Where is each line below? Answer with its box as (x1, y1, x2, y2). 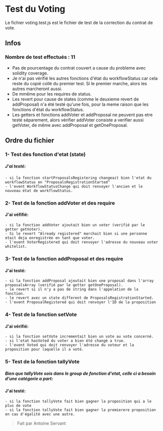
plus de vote (5, 403, 32, 408)
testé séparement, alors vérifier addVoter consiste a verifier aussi (12, 117, 144, 123)
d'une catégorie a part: (5, 376, 54, 382)
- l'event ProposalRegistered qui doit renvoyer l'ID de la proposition (5, 300, 156, 305)
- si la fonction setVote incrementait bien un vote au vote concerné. (5, 334, 154, 339)
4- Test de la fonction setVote (5, 311, 77, 318)
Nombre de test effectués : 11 (5, 54, 76, 61)
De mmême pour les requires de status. (12, 91, 92, 96)
